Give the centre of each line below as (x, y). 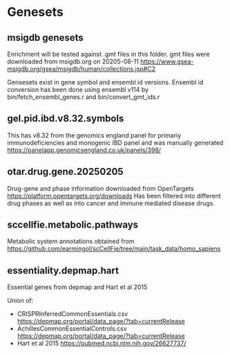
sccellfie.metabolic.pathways (73, 225)
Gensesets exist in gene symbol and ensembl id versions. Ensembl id (105, 82)
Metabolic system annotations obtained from (71, 241)
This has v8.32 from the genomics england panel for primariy (94, 135)
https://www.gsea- (167, 62)
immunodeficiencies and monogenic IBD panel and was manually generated (115, 142)
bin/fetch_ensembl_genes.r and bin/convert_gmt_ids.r (84, 97)
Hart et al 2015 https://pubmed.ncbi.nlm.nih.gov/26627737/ (102, 344)
